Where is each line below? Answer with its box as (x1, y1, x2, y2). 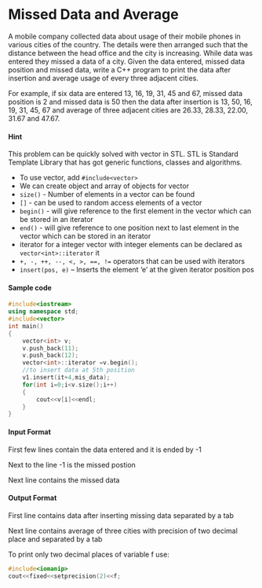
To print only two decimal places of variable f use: (8, 549, 170, 559)
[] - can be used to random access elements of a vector (19, 198, 202, 208)
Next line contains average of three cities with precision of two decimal (8, 526, 238, 535)
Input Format (8, 427, 51, 436)
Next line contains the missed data (8, 475, 120, 485)
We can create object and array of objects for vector (19, 181, 190, 190)
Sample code (8, 283, 53, 292)
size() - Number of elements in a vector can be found (19, 190, 195, 199)
